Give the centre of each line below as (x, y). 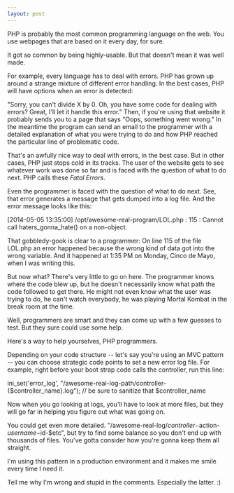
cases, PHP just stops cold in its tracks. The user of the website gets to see (116, 163)
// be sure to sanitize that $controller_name (144, 391)
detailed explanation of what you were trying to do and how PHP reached (112, 134)
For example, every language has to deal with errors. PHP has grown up (111, 76)
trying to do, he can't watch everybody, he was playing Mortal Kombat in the (117, 299)
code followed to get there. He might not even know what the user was (109, 291)
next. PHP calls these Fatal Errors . (57, 177)
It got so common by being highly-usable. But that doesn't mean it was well (116, 55)
